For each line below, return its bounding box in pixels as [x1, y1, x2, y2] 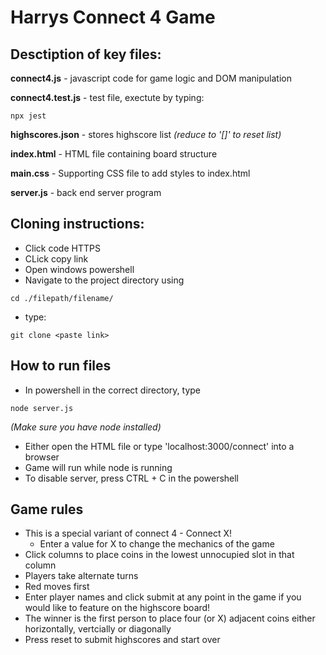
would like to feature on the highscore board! [24, 602, 211, 614]
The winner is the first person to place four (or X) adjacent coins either [24, 612, 316, 625]
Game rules [10, 501, 84, 518]
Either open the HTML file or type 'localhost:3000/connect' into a [24, 440, 295, 452]
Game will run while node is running [24, 461, 173, 473]
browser [24, 451, 60, 463]
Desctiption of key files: [10, 46, 162, 63]
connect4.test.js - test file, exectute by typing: [10, 92, 205, 103]
